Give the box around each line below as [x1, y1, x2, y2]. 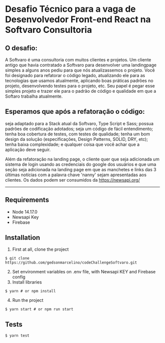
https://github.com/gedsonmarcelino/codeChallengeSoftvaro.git [5, 260, 137, 265]
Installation [5, 234, 40, 242]
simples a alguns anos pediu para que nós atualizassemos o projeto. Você [5, 67, 155, 73]
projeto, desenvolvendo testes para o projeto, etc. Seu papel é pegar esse [5, 83, 155, 89]
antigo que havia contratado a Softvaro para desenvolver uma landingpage [5, 62, 157, 68]
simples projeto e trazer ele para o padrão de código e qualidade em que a [5, 88, 156, 94]
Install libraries [12, 279, 42, 285]
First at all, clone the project [12, 246, 69, 252]
